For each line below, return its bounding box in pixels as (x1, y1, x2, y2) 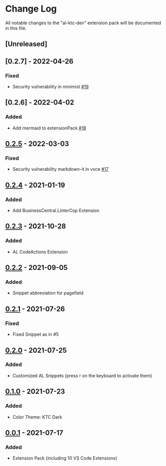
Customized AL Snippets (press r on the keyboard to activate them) (12, 372, 152, 379)
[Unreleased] (5, 40, 48, 49)
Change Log (5, 3, 57, 15)
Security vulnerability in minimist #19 (12, 84, 89, 90)
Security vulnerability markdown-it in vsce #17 (12, 166, 109, 172)
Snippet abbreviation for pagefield (12, 290, 84, 296)
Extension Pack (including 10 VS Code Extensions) (12, 455, 117, 461)
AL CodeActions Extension (12, 249, 68, 255)
